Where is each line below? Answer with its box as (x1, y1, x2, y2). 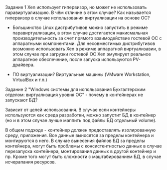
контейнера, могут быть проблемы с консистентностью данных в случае (5, 143, 162, 149)
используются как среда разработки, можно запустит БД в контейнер (5, 112, 156, 118)
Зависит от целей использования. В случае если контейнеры (5, 107, 136, 112)
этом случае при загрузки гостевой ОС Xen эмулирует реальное (12, 51, 151, 57)
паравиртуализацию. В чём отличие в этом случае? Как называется (5, 9, 151, 15)
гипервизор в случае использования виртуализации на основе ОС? (5, 15, 150, 20)
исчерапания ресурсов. (5, 159, 56, 164)
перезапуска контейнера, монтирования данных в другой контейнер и (5, 148, 156, 154)
